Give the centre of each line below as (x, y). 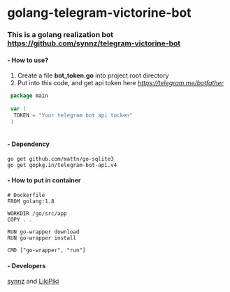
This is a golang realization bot (60, 35)
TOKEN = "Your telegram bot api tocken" (73, 115)
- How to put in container (44, 180)
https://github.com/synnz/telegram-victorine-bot (94, 43)
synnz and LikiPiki (33, 282)
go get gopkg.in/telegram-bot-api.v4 (62, 165)
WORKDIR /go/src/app (37, 213)
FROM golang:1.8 (31, 201)
